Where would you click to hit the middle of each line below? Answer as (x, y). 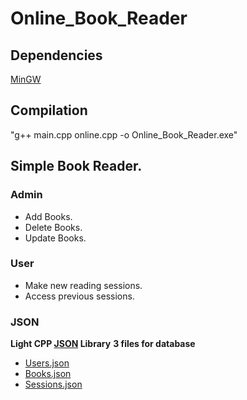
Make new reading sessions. (83, 285)
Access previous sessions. (79, 296)
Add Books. (48, 216)
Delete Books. (53, 227)
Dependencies (56, 55)
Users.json (47, 363)
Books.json (48, 374)
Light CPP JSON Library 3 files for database (103, 344)
